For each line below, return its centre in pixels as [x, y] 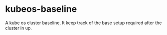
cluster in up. [19, 28]
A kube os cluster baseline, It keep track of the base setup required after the [83, 23]
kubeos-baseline [41, 9]
